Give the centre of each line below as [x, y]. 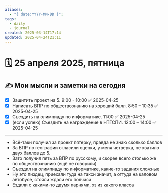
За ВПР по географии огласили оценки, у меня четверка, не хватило [86, 148]
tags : [11, 19]
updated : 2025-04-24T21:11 [33, 38]
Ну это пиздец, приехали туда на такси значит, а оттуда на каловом [85, 174]
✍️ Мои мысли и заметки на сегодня [65, 86]
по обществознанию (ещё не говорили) [54, 164]
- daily [18, 24]
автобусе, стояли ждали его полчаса [52, 180]
